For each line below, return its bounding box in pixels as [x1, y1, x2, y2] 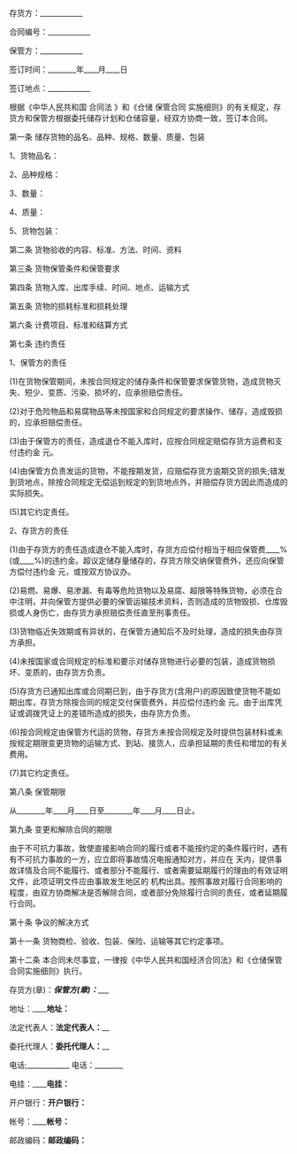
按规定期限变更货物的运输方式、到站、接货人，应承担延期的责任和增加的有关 [9, 738, 288, 748]
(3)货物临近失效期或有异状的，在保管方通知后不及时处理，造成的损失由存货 [9, 627, 283, 636]
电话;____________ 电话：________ [9, 1060, 124, 1070]
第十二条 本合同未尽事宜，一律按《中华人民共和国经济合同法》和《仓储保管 [9, 955, 283, 965]
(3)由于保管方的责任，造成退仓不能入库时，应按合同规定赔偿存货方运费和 [9, 436, 276, 446]
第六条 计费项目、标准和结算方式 [9, 319, 128, 330]
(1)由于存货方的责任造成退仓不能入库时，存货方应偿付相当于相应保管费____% [9, 544, 288, 555]
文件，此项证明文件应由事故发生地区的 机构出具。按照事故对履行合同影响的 [9, 876, 283, 887]
